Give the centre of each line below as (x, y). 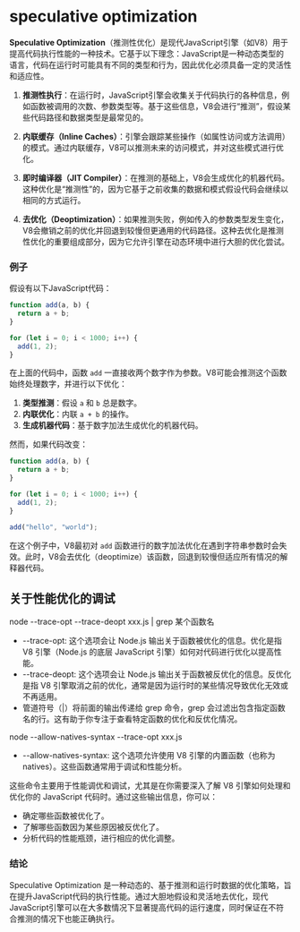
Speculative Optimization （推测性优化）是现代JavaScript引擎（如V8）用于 (149, 42)
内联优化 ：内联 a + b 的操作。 (78, 415)
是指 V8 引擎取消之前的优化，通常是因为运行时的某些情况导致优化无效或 (155, 686)
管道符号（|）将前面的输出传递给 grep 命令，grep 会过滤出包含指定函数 (154, 708)
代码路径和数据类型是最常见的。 (89, 117)
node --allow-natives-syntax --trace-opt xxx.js (96, 737)
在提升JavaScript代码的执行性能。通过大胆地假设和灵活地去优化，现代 (139, 896)
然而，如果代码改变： (48, 444)
